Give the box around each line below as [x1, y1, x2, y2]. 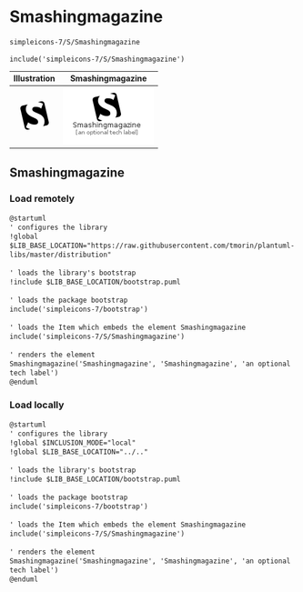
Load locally [9, 398, 65, 411]
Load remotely [9, 192, 76, 205]
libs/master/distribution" [9, 250, 112, 259]
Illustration [13, 73, 56, 84]
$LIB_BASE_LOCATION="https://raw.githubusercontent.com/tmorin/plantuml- [9, 241, 296, 250]
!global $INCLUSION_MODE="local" [9, 438, 136, 447]
